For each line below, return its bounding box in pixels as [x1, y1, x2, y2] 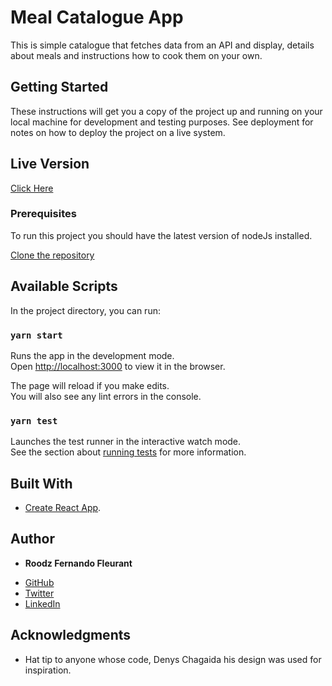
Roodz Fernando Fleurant [24, 557, 133, 569]
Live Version [10, 156, 90, 173]
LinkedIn [24, 597, 61, 610]
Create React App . [24, 502, 102, 514]
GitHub [24, 576, 55, 588]
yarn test [10, 415, 58, 426]
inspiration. [24, 664, 72, 676]
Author [10, 531, 55, 548]
